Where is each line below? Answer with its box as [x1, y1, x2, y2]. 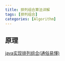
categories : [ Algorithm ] [5, 16, 56, 21]
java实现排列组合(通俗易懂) [5, 50, 60, 56]
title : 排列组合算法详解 [5, 7, 50, 12]
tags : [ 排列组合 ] [5, 12, 38, 17]
